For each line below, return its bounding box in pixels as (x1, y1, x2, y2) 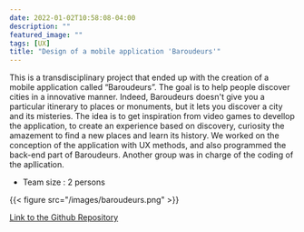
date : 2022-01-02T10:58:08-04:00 (9, 13, 136, 23)
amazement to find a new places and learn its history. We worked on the (9, 130, 279, 141)
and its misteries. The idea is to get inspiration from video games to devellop (9, 111, 295, 122)
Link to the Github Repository (9, 212, 119, 223)
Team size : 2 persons (22, 177, 106, 187)
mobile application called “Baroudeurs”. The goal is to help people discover (9, 82, 290, 93)
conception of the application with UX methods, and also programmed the (9, 140, 287, 151)
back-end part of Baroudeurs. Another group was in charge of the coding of (9, 149, 294, 160)
